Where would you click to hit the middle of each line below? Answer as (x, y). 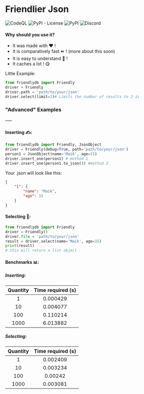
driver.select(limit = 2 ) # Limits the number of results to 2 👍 (72, 97)
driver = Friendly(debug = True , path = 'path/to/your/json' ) (67, 149)
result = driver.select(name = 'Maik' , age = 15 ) (53, 241)
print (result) (20, 246)
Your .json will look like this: (34, 173)
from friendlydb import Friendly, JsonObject (53, 145)
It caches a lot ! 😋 (31, 64)
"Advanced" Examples (33, 110)
